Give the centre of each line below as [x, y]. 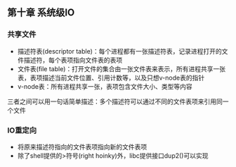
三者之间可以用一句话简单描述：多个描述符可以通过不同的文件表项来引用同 [115, 101]
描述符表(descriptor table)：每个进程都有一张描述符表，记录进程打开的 [120, 51]
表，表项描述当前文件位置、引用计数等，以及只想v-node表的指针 [111, 78]
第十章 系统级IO [41, 13]
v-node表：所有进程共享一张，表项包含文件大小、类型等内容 [105, 86]
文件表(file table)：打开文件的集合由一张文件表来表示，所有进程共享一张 [122, 68]
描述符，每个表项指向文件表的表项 [73, 60]
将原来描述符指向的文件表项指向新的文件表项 [82, 147]
